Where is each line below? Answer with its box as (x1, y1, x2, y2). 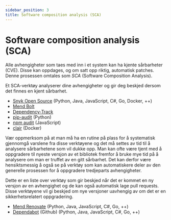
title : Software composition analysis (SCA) (5, 12, 102, 17)
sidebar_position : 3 (5, 7, 50, 13)
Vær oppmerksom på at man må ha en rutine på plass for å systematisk (5, 135, 156, 141)
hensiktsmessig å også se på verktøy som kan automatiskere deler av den (5, 162, 161, 168)
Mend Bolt (12, 103, 35, 110)
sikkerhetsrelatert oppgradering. (5, 193, 74, 200)
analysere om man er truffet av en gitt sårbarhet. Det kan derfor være (5, 157, 152, 163)
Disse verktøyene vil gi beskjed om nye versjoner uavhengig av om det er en (5, 188, 166, 194)
